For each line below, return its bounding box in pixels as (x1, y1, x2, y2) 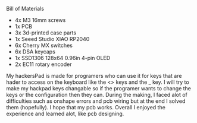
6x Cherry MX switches (14, 42, 73, 49)
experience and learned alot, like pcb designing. (6, 110, 124, 117)
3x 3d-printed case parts (14, 29, 76, 36)
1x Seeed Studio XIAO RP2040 (14, 36, 90, 42)
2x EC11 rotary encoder (14, 61, 72, 68)
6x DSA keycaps (14, 48, 55, 55)
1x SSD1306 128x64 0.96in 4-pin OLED (14, 55, 111, 61)
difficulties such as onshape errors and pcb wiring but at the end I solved (6, 97, 186, 105)
